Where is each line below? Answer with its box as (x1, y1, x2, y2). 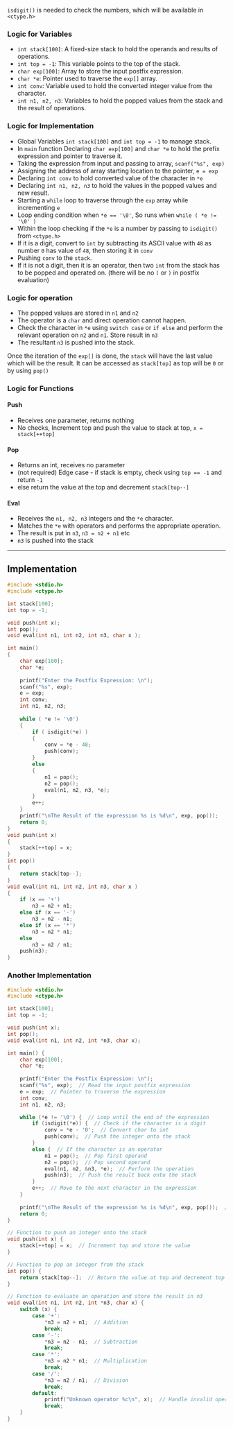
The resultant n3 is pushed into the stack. (17, 338, 135, 346)
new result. (17, 189, 50, 197)
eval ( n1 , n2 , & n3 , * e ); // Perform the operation (44, 1165, 194, 1172)
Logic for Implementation (7, 121, 94, 131)
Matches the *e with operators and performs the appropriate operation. (17, 521, 221, 530)
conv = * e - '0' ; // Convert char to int (44, 1127, 169, 1134)
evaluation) (17, 275, 50, 284)
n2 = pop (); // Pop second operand (44, 1159, 150, 1166)
